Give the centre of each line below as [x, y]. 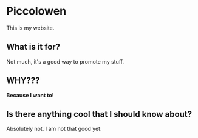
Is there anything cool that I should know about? [99, 114]
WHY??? [23, 81]
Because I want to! [30, 95]
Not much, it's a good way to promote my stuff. [65, 61]
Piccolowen [36, 11]
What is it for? [33, 47]
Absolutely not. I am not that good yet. [54, 129]
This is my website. [30, 28]
